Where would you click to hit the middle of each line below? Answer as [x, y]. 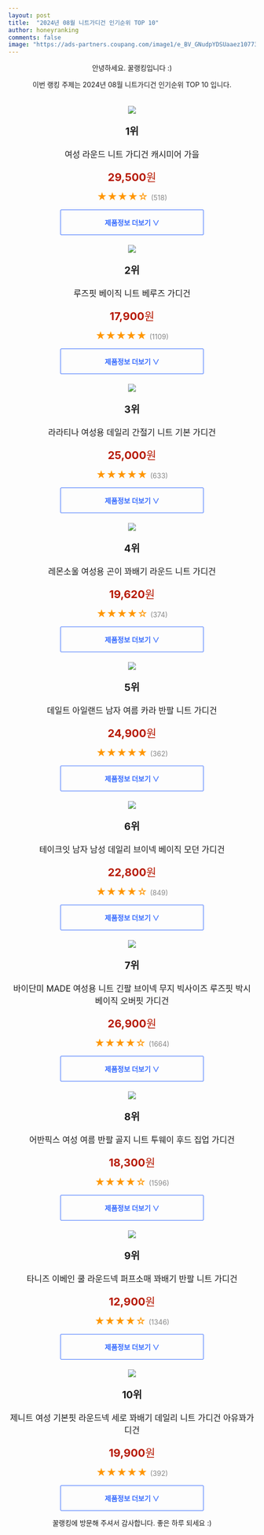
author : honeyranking [44, 30]
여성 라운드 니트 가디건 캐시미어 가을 [132, 155]
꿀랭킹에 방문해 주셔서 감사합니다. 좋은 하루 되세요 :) [132, 1523]
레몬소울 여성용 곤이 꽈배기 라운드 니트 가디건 [132, 572]
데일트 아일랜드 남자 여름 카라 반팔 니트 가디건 [132, 711]
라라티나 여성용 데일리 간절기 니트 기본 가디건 [132, 433]
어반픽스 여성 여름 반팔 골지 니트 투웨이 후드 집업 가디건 [132, 1140]
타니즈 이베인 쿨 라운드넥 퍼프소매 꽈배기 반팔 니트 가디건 [132, 1280]
